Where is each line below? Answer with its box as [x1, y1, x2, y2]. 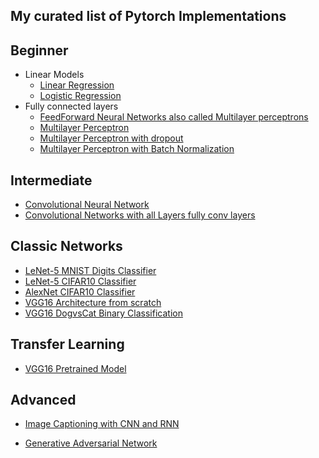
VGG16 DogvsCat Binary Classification [24, 307, 183, 319]
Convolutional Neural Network [24, 199, 150, 211]
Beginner [10, 42, 69, 59]
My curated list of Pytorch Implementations [10, 8, 287, 25]
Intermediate [10, 172, 93, 189]
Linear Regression [39, 79, 115, 91]
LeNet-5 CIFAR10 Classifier [24, 275, 137, 287]
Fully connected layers [24, 100, 119, 113]
